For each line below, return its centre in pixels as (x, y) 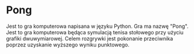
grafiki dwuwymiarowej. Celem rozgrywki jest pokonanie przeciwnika (90, 38)
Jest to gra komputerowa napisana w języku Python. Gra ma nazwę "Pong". (97, 26)
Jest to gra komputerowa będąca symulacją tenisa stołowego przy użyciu (95, 32)
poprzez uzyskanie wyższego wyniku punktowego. (68, 45)
